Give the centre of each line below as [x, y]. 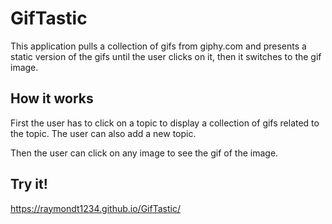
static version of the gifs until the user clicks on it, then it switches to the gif [166, 56]
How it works [52, 98]
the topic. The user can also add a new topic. [103, 133]
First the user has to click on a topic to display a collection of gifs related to [165, 123]
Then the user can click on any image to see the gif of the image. [144, 153]
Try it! [29, 184]
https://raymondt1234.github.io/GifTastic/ [95, 208]
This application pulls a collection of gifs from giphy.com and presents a [158, 46]
